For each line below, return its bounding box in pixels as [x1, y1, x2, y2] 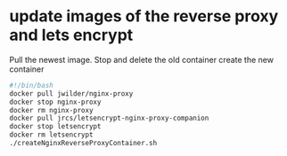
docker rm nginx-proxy [9, 105, 94, 114]
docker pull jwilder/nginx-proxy [9, 89, 134, 98]
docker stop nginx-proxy [9, 97, 102, 106]
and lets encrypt [9, 25, 134, 45]
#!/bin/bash [9, 81, 53, 90]
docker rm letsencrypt [9, 130, 94, 139]
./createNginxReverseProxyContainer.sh [9, 139, 158, 148]
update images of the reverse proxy [9, 6, 279, 27]
